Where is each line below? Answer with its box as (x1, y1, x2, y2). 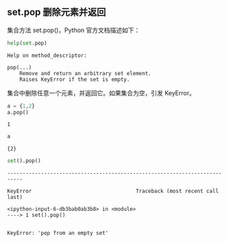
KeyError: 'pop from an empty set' (7, 230, 109, 237)
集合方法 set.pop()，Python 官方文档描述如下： (7, 26, 140, 34)
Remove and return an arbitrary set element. (19, 70, 152, 77)
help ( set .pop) (7, 40, 48, 47)
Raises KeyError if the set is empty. (19, 76, 130, 83)
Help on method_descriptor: (7, 52, 88, 59)
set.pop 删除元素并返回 (7, 6, 106, 18)
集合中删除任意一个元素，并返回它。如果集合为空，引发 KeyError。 (7, 88, 196, 97)
